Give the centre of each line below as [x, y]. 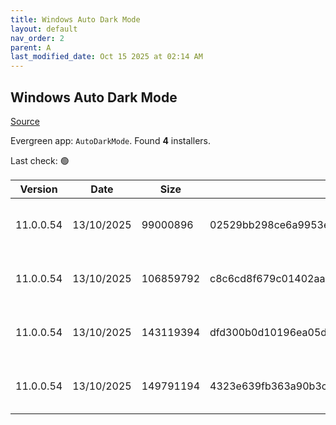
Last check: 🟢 [40, 160]
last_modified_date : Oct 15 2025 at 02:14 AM [106, 57]
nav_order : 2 [37, 38]
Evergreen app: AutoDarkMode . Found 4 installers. [110, 140]
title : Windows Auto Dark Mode [75, 19]
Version [38, 189]
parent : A [31, 47]
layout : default [44, 29]
